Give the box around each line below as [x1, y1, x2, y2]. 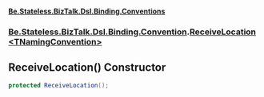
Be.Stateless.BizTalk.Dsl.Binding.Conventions [8, 6, 166, 16]
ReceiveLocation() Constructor [8, 60, 166, 74]
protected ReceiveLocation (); [8, 82, 110, 90]
